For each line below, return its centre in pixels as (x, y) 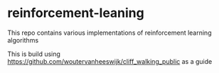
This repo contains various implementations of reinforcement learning (109, 33)
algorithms (23, 40)
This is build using (34, 54)
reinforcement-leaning (76, 13)
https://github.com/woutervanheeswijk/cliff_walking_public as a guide (110, 61)
